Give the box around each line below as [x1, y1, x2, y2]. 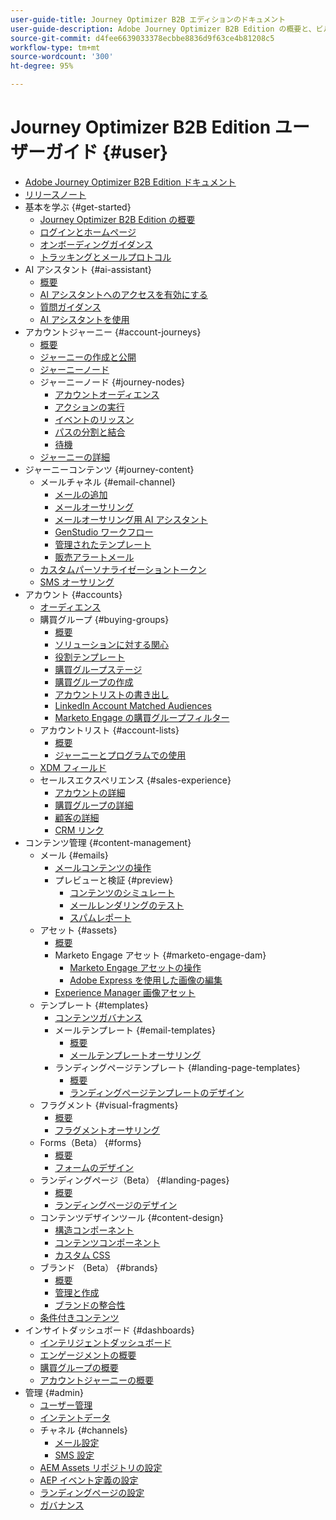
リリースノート [24, 188, 87, 200]
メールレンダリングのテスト [69, 899, 185, 911]
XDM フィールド [39, 761, 107, 773]
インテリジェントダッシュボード [39, 1336, 172, 1348]
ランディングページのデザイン [54, 1199, 178, 1211]
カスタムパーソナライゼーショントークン [39, 563, 207, 575]
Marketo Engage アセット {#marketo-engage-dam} [54, 949, 267, 961]
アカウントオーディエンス [54, 388, 160, 400]
